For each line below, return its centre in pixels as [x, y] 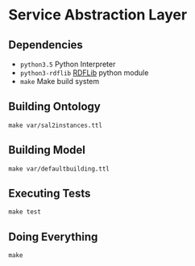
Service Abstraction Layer [98, 15]
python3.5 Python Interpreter [68, 64]
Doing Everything [53, 236]
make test [25, 212]
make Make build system [60, 81]
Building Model [47, 150]
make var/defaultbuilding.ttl [59, 169]
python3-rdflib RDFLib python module [84, 73]
